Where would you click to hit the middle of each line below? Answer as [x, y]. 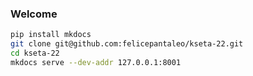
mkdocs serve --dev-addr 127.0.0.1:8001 [96, 62]
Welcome [34, 14]
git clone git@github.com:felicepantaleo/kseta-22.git [127, 44]
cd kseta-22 [35, 53]
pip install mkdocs [51, 35]
